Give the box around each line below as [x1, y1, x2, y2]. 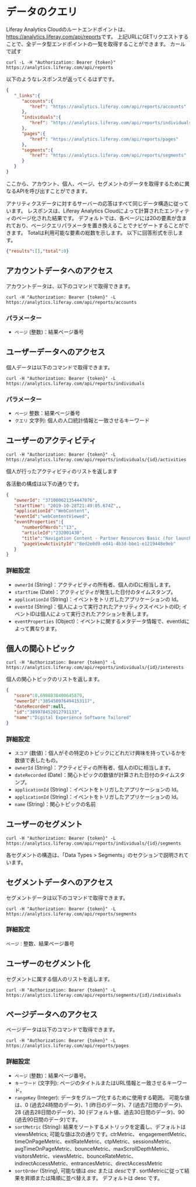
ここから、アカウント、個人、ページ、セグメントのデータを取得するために [6, 180, 185, 187]
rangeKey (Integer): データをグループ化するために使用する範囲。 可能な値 [14, 1094, 190, 1101]
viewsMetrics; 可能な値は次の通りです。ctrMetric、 [14, 1130, 138, 1137]
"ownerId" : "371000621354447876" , [13, 497, 98, 503]
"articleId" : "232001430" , [21, 530, 85, 536]
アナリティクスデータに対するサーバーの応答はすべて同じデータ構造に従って [6, 200, 189, 207]
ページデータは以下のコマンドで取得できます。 [6, 1026, 118, 1033]
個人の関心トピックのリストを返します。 [6, 675, 103, 682]
